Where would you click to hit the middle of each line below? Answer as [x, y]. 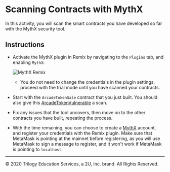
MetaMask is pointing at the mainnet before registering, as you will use [86, 139]
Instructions [25, 45]
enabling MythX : [29, 62]
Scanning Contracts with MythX [74, 9]
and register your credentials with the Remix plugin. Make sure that [82, 133]
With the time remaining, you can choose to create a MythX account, [84, 127]
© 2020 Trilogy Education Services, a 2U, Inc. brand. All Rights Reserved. [82, 164]
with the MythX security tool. [35, 28]
